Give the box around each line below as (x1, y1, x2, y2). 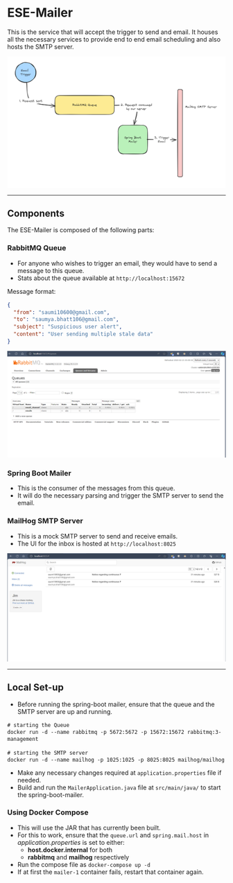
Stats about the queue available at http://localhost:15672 (17, 274, 185, 282)
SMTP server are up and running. (17, 707, 113, 715)
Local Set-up (7, 681, 64, 694)
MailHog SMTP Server (7, 516, 83, 526)
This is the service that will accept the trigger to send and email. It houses (7, 28, 218, 36)
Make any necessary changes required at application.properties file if (17, 768, 222, 777)
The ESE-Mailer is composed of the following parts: (7, 226, 155, 234)
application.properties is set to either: (17, 838, 125, 846)
